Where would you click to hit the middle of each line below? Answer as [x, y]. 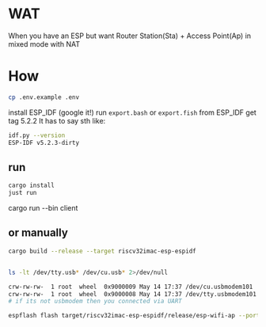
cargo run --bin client [43, 208]
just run [23, 193]
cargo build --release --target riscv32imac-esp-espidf [102, 251]
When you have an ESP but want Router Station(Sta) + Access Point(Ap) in [130, 36]
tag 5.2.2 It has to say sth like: [57, 120]
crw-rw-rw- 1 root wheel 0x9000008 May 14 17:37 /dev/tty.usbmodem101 [133, 294]
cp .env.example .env [44, 97]
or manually [38, 233]
